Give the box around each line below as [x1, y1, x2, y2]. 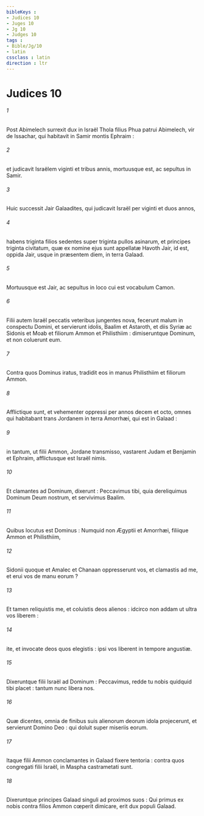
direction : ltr [6, 60, 47, 66]
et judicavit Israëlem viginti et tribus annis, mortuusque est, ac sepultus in [6, 166, 191, 173]
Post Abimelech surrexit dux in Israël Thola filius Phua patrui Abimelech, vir [6, 126, 195, 133]
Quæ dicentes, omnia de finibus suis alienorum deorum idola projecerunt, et [6, 717, 197, 724]
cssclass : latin [6, 54, 51, 61]
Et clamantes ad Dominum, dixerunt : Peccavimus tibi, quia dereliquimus [6, 487, 188, 494]
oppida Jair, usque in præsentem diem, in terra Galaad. [6, 251, 144, 258]
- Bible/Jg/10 [6, 43, 43, 50]
